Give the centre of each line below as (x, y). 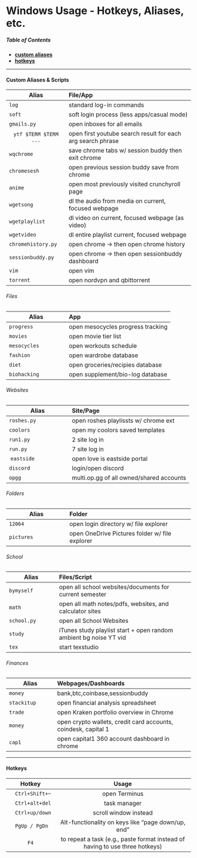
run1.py (20, 439)
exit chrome (85, 158)
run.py (18, 449)
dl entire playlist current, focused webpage (127, 235)
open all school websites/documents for (114, 587)
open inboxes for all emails (105, 124)
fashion (20, 355)
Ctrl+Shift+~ (33, 793)
